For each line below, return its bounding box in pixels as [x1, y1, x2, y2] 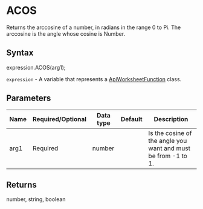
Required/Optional [32, 114, 86, 123]
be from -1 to [148, 151, 187, 160]
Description [153, 114, 188, 123]
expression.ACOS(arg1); [6, 64, 66, 71]
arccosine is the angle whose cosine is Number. [6, 30, 126, 37]
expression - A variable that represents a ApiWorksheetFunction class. [6, 75, 182, 82]
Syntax [6, 48, 34, 58]
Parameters [6, 93, 51, 104]
